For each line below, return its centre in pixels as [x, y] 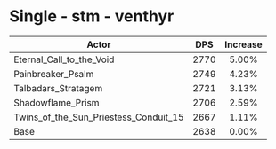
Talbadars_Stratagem [58, 88]
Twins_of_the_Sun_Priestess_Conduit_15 [99, 117]
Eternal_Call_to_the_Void [64, 59]
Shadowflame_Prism [57, 102]
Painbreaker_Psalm [54, 74]
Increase [244, 44]
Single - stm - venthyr [92, 16]
